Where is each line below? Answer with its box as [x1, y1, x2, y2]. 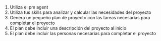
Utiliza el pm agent [9, 4, 49, 10]
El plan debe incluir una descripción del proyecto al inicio [9, 25, 127, 31]
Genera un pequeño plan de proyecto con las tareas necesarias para [9, 15, 150, 20]
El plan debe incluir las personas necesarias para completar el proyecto [9, 31, 156, 36]
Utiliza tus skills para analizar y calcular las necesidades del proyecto [9, 9, 152, 15]
